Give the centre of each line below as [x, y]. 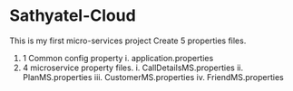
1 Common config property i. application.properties [118, 58]
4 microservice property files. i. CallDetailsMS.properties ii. [132, 68]
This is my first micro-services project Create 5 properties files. [128, 41]
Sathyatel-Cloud [73, 16]
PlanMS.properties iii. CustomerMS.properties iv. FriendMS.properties [153, 77]
